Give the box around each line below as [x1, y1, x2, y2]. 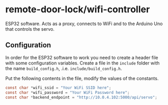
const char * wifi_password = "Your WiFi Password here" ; [5, 90, 130, 95]
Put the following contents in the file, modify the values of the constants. [5, 75, 159, 81]
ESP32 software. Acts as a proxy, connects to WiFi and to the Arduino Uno [5, 20, 163, 27]
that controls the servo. [5, 26, 55, 32]
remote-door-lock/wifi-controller [5, 4, 150, 15]
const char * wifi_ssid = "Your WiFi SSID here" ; [5, 85, 111, 90]
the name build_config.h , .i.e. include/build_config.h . [5, 65, 122, 71]
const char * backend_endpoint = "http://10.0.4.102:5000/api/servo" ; [5, 95, 158, 100]
